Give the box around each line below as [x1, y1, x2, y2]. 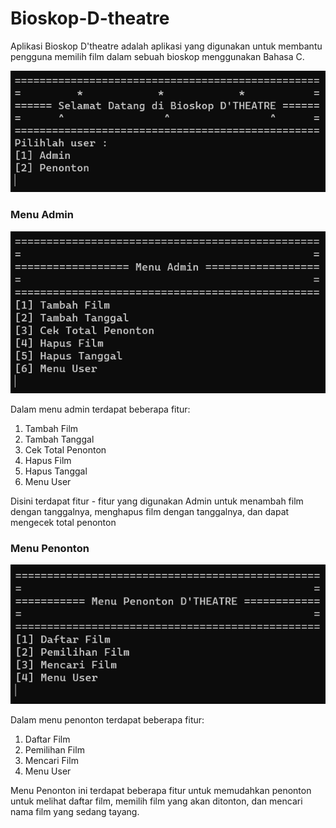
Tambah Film [24, 422, 79, 434]
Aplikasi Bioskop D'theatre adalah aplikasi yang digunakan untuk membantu [10, 40, 323, 52]
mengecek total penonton [10, 516, 117, 528]
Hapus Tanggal [24, 465, 88, 477]
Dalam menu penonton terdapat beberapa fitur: [10, 713, 205, 726]
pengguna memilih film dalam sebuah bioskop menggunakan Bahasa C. [10, 50, 305, 62]
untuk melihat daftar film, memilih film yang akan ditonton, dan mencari [10, 795, 303, 807]
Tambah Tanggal [24, 433, 95, 445]
